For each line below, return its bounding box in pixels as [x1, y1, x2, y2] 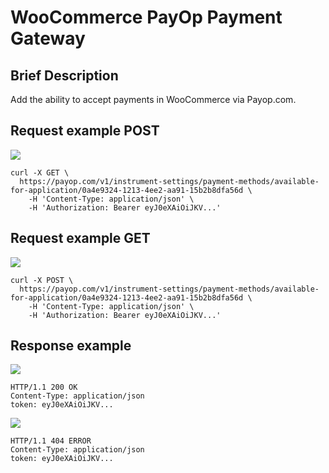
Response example [10, 337, 132, 355]
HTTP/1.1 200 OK [10, 382, 78, 393]
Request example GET [10, 230, 151, 247]
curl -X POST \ [10, 275, 74, 285]
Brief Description [10, 67, 119, 84]
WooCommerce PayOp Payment [10, 6, 283, 29]
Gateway [10, 27, 86, 50]
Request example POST [10, 122, 160, 140]
